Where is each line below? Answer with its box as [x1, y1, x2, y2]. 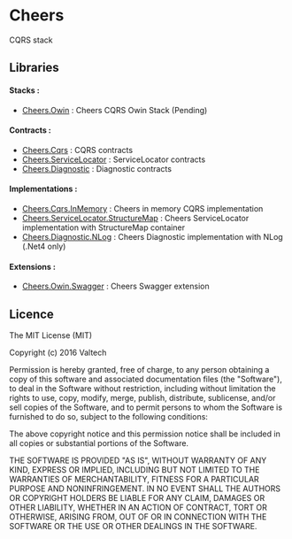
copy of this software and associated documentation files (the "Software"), [9, 373, 283, 384]
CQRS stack [9, 35, 53, 45]
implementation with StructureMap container [21, 222, 186, 233]
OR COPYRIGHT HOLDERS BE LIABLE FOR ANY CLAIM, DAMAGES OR [9, 492, 265, 503]
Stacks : [9, 85, 40, 96]
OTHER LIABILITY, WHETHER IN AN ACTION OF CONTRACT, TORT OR [9, 502, 267, 512]
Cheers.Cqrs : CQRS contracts [21, 144, 134, 155]
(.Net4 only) [21, 241, 66, 251]
